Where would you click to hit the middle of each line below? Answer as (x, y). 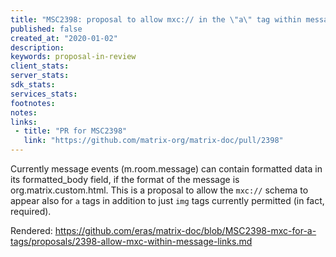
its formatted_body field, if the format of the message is (125, 179)
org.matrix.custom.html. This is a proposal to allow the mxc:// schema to (159, 190)
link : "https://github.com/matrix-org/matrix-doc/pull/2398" (153, 141)
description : (37, 47)
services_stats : (44, 94)
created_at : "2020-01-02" (64, 38)
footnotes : (33, 103)
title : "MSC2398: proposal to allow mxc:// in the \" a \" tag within (156, 19)
